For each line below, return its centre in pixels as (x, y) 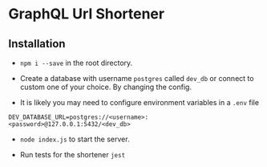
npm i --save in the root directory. (76, 63)
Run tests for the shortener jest (73, 155)
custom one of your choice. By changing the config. (106, 87)
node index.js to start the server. (75, 139)
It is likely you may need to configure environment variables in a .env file (139, 102)
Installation (37, 44)
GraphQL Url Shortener (87, 14)
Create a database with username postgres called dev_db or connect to (137, 78)
